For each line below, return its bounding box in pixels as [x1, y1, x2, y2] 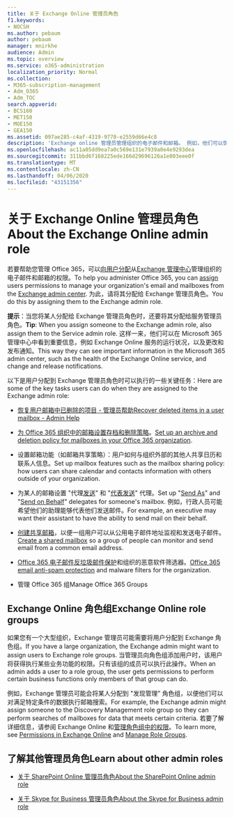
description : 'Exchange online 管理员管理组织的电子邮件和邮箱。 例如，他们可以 [7, 140, 224, 147]
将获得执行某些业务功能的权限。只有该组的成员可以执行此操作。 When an [7, 659, 216, 668]
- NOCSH [7, 23, 30, 30]
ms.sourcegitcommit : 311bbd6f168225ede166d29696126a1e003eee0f [7, 153, 195, 160]
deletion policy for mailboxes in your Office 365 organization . [17, 436, 193, 445]
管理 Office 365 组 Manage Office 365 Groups [17, 580, 148, 589]
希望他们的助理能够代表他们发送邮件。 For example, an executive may [17, 506, 217, 514]
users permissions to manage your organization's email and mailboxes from [7, 282, 224, 290]
